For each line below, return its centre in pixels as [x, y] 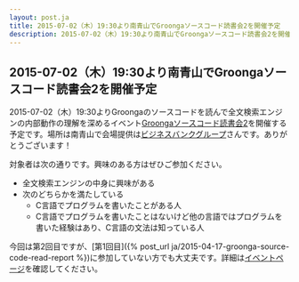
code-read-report [42, 258]
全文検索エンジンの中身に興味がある [89, 183]
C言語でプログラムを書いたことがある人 [109, 205]
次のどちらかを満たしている [73, 194]
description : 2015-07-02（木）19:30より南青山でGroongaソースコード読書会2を [144, 34]
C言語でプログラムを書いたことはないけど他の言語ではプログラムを [159, 217]
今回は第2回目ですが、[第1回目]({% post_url [89, 246]
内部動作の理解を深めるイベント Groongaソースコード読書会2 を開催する [156, 123]
